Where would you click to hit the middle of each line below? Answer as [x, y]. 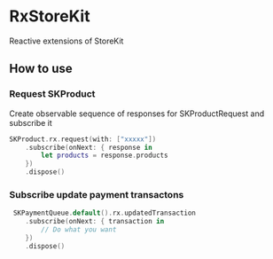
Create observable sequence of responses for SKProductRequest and [137, 114]
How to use [41, 69]
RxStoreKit [50, 16]
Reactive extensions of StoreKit [66, 41]
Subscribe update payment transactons [97, 194]
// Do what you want [79, 230]
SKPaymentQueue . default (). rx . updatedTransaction [105, 213]
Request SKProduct [52, 94]
